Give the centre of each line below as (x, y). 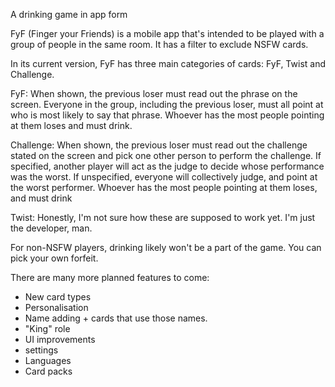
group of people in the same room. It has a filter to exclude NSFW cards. (159, 44)
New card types (58, 297)
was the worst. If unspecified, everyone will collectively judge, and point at (164, 177)
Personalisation (56, 307)
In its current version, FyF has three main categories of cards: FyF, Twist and (168, 63)
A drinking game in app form (69, 14)
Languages (48, 360)
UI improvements (60, 339)
